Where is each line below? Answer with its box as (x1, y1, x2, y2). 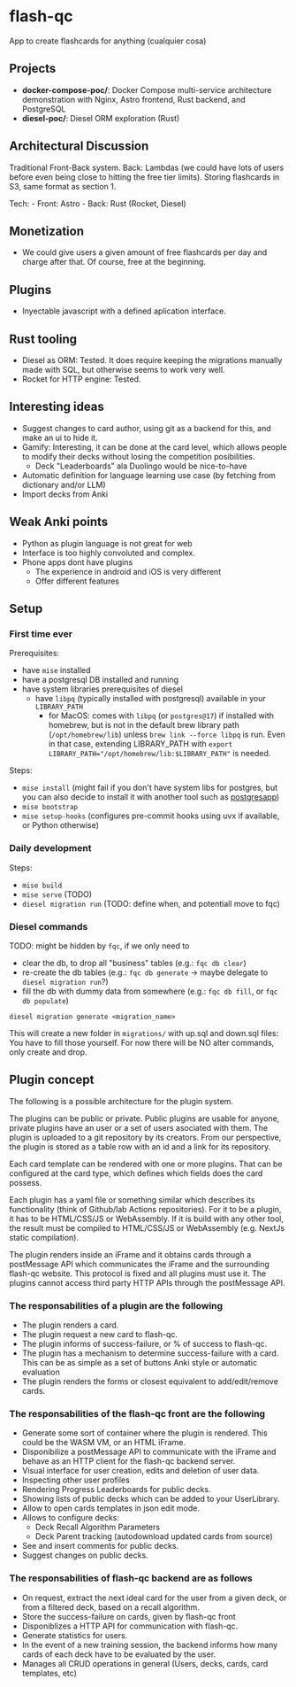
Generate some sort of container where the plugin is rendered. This (21, 1428, 268, 1438)
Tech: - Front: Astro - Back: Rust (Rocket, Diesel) (9, 197, 187, 209)
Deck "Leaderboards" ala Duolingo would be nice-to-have (34, 460, 247, 471)
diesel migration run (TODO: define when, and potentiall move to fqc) (21, 898, 281, 909)
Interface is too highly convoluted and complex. (21, 547, 196, 558)
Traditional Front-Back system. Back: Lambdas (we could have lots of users (9, 162, 285, 173)
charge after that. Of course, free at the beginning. (21, 257, 206, 267)
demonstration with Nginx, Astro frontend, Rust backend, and (21, 94, 246, 104)
